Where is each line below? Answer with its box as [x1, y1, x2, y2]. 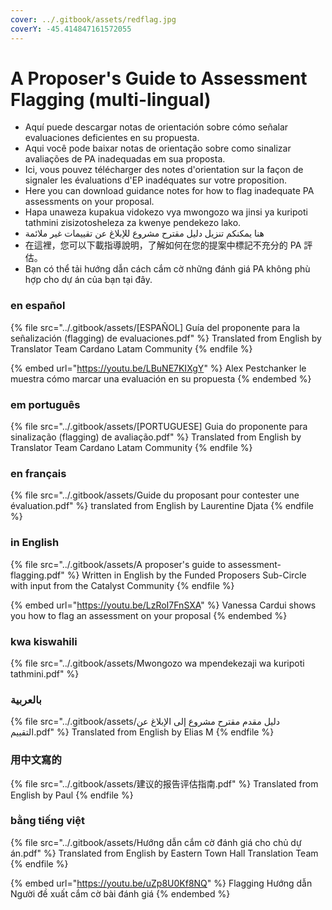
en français [10, 466, 67, 480]
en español [10, 299, 66, 313]
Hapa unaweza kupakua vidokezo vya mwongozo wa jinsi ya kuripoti [24, 206, 308, 218]
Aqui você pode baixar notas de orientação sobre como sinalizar [24, 142, 292, 155]
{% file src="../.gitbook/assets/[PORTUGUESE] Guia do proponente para [10, 421, 308, 433]
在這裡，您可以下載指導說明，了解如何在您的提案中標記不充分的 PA [24, 239, 302, 251]
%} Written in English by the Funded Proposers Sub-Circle [66, 569, 307, 581]
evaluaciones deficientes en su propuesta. [24, 132, 200, 144]
